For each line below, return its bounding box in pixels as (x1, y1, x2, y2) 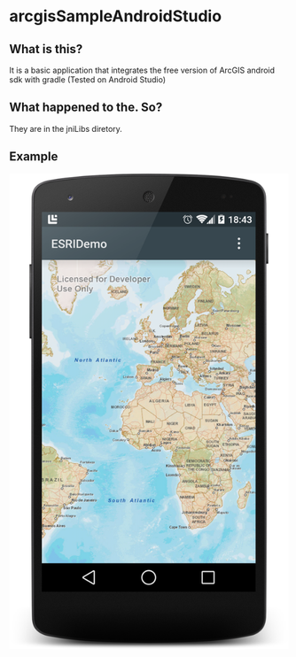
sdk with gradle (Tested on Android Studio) (9, 74, 167, 85)
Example (9, 149, 58, 165)
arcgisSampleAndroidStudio (9, 6, 222, 27)
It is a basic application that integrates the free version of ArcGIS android (9, 65, 276, 75)
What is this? (9, 42, 83, 57)
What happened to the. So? (9, 100, 163, 115)
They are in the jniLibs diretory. (9, 123, 122, 134)
